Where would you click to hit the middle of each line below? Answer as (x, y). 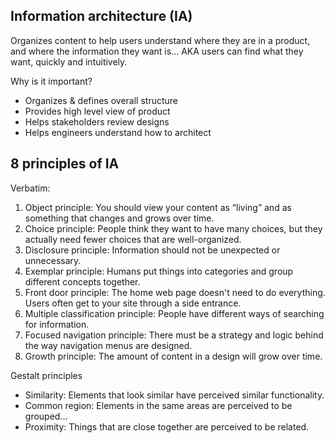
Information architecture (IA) (101, 16)
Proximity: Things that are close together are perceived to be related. (167, 426)
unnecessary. (53, 260)
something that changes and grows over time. (119, 218)
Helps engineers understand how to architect (118, 132)
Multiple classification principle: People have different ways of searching (174, 313)
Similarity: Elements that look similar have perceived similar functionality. (174, 395)
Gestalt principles (46, 375)
